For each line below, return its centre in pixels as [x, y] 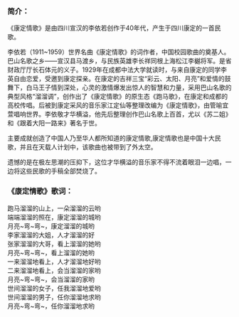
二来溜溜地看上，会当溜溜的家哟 [54, 270]
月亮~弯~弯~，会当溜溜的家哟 [51, 279]
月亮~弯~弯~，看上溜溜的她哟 [51, 252]
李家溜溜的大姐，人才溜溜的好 [51, 235]
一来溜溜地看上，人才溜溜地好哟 [54, 262]
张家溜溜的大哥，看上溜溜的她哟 [54, 244]
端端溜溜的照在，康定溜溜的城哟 [54, 217]
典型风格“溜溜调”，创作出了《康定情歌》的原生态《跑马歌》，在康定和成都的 [118, 97]
